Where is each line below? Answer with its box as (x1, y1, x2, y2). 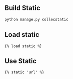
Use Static (4, 56, 37, 65)
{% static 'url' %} (4, 70, 45, 75)
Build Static (4, 4, 41, 12)
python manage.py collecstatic (4, 17, 69, 22)
